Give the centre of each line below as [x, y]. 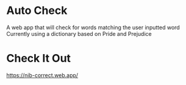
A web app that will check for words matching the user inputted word [93, 27]
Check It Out [39, 59]
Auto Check [37, 11]
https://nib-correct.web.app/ [42, 75]
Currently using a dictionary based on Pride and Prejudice [79, 33]
